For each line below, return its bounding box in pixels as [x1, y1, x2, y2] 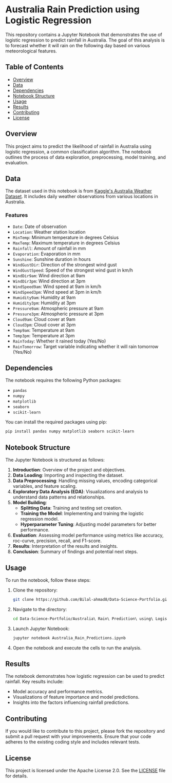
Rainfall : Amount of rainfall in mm [12, 245, 86, 251]
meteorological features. [5, 48, 58, 54]
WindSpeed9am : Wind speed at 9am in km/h [12, 283, 102, 290]
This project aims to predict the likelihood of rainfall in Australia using [5, 143, 151, 149]
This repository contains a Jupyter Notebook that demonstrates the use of [5, 31, 163, 37]
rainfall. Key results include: [5, 679, 64, 685]
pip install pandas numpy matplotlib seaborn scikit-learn [5, 429, 135, 434]
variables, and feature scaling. [12, 483, 77, 489]
